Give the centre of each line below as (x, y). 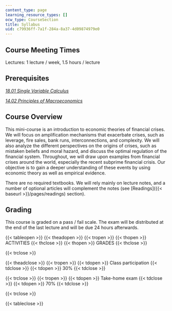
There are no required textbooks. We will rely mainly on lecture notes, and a (85, 183)
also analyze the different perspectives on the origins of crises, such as (81, 145)
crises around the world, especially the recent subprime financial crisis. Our (85, 162)
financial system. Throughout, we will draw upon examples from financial (83, 157)
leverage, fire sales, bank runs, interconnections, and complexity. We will (82, 140)
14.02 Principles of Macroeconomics (44, 101)
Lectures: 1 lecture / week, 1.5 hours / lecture (53, 62)
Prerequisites (27, 78)
